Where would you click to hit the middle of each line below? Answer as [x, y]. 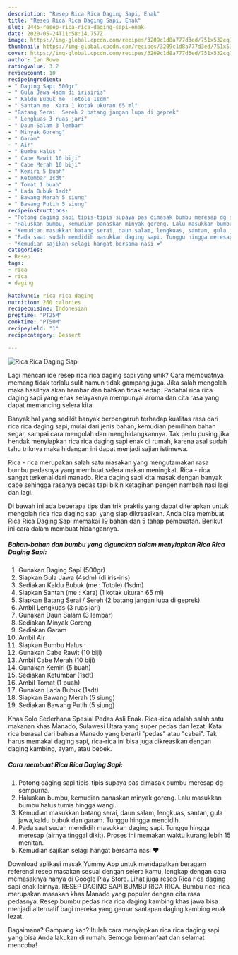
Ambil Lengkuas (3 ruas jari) [59, 607]
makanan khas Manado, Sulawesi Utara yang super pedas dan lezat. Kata [115, 726]
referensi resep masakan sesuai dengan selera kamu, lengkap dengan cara [117, 871]
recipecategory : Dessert [44, 335]
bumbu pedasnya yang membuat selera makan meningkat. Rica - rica [109, 469]
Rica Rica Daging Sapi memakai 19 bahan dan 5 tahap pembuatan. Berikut [115, 521]
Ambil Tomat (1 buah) [49, 683]
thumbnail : [24, 47]
